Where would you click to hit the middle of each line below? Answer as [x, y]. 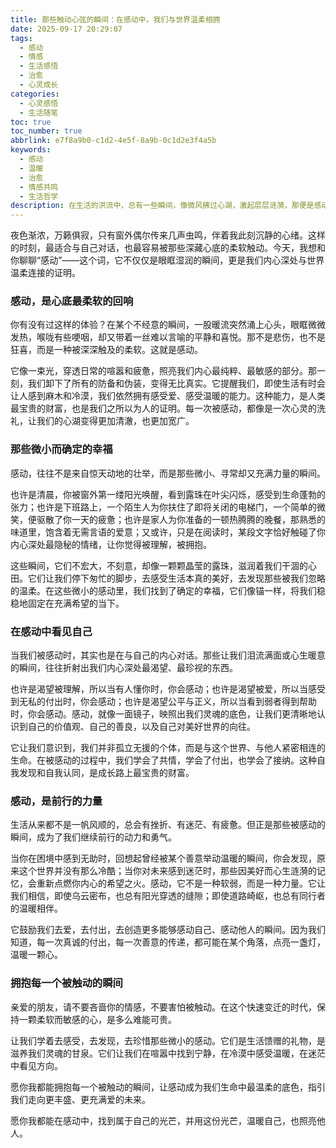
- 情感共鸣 [39, 187]
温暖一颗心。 [36, 955]
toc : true [31, 122]
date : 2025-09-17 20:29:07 [66, 29]
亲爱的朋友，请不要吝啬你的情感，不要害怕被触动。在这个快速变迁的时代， [163, 1007]
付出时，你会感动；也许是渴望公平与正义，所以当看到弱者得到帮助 [180, 702]
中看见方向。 [36, 1065]
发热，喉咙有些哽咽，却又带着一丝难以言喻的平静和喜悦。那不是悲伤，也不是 [168, 337]
